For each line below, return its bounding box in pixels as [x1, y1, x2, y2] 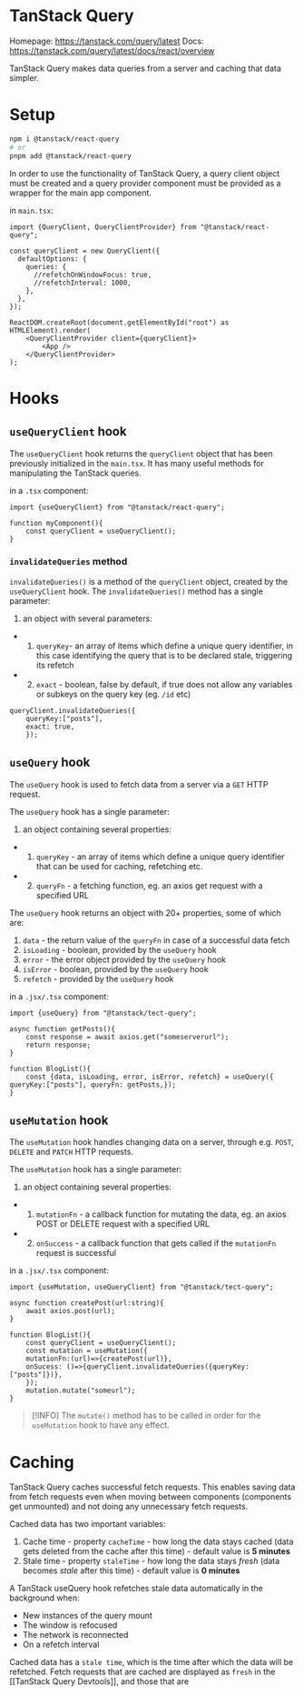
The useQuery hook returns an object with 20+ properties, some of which [9, 907, 281, 918]
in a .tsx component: [9, 485, 89, 496]
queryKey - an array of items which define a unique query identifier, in [35, 640, 293, 651]
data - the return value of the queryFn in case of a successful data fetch [22, 934, 290, 946]
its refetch [35, 659, 74, 670]
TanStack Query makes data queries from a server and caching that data [9, 63, 281, 74]
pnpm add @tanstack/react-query [9, 151, 132, 160]
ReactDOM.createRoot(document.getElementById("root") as [9, 317, 230, 327]
